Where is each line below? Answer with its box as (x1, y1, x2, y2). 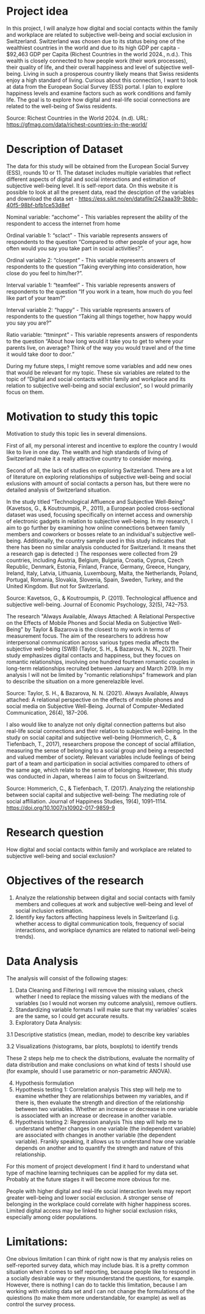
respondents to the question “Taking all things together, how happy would (6, 312, 192, 320)
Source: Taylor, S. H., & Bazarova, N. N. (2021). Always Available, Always (6, 689, 189, 696)
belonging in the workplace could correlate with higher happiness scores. (6, 1200, 192, 1208)
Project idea (6, 4, 69, 18)
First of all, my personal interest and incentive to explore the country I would (6, 441, 198, 449)
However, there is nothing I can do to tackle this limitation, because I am (6, 1281, 187, 1288)
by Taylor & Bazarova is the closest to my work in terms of (24, 626, 171, 633)
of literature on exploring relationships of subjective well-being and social (6, 473, 191, 481)
